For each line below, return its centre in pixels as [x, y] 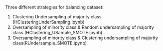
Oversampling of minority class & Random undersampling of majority [83, 27]
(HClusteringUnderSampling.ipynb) [48, 22]
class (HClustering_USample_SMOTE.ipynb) [57, 32]
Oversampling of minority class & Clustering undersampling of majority [85, 38]
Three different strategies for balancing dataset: [54, 7]
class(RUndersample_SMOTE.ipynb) [50, 43]
